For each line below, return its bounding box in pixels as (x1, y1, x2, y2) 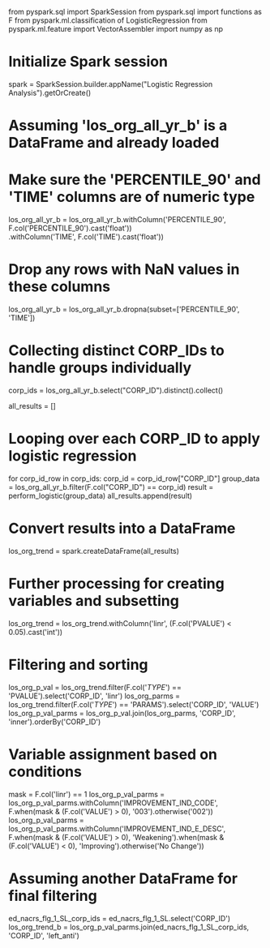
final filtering (8, 886, 97, 905)
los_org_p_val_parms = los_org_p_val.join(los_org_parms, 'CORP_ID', (8, 708, 236, 718)
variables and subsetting (8, 592, 180, 610)
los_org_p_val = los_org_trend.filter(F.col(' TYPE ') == (8, 682, 182, 692)
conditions (8, 762, 83, 781)
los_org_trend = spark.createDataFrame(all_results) (8, 546, 180, 556)
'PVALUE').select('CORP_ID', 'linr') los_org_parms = (8, 691, 181, 701)
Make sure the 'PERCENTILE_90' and (8, 170, 261, 189)
